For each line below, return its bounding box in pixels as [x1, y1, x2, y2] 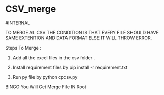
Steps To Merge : [5, 44, 42, 51]
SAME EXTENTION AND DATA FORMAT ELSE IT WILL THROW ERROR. [5, 35, 152, 41]
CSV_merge [5, 3, 56, 15]
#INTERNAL [5, 20, 30, 26]
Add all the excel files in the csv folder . [12, 54, 95, 61]
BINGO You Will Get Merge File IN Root [5, 84, 86, 90]
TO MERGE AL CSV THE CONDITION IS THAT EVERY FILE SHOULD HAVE [5, 29, 159, 35]
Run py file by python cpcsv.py [12, 74, 78, 80]
